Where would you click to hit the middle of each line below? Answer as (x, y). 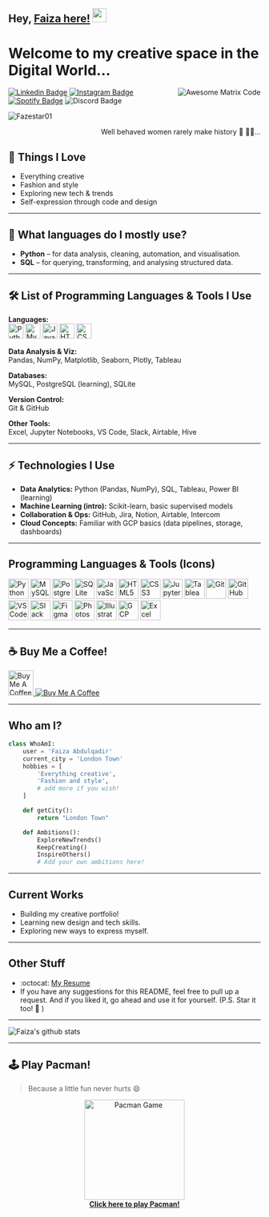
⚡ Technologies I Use (62, 466)
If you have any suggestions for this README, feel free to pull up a (129, 991)
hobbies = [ (42, 766)
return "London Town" (73, 817)
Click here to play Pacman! (134, 1204)
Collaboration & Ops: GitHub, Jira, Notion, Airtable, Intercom (120, 514)
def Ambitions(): (52, 832)
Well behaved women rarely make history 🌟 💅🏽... (181, 132)
